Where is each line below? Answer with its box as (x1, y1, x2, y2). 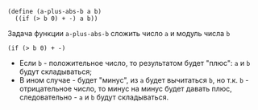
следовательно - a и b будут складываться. (19, 92, 169, 102)
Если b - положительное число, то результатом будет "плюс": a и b (19, 59, 251, 67)
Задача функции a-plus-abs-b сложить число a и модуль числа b (7, 29, 231, 38)
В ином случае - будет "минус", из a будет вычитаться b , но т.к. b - (19, 75, 249, 84)
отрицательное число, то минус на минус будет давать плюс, (19, 84, 233, 93)
